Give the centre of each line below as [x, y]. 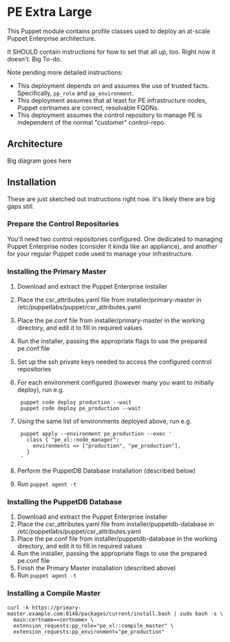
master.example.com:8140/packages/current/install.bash [89, 614]
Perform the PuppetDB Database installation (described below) [106, 471]
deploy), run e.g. [41, 390]
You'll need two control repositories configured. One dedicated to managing [115, 239]
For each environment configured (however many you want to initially [115, 382]
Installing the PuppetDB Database [65, 502]
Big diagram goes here [39, 160]
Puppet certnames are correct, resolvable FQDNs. [88, 107]
